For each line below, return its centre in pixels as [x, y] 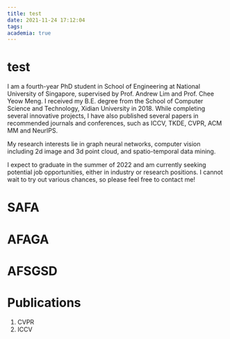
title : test [24, 14]
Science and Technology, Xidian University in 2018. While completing [106, 109]
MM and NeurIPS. [33, 131]
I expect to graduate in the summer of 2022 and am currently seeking [107, 165]
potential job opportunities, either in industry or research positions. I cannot [115, 172]
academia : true [29, 33]
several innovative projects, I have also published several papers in [103, 116]
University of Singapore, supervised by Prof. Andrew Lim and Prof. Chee [110, 94]
